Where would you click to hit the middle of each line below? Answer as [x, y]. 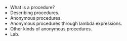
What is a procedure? [32, 7]
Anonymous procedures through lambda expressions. [66, 23]
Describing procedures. [35, 13]
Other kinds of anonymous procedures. [51, 29]
